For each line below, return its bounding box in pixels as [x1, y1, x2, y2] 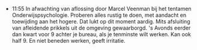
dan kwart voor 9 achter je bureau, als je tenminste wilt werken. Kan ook [11, 31, 191, 38]
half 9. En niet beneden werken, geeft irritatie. [11, 37, 126, 44]
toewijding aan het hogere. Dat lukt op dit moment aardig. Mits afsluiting [11, 18, 190, 25]
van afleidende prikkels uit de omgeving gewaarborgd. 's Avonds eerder [11, 24, 191, 31]
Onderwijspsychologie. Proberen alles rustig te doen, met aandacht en [11, 11, 187, 19]
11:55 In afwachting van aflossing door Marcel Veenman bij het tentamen [11, 5, 192, 12]
